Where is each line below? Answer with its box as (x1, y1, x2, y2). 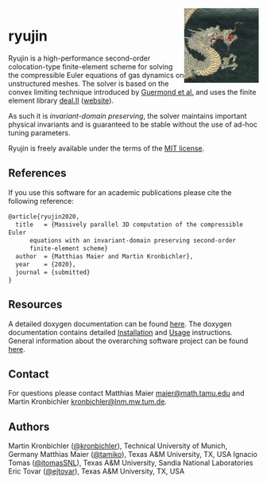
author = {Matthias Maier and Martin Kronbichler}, (15, 252, 194, 260)
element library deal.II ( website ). (8, 96, 114, 105)
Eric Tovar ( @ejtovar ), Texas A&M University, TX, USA (8, 466, 185, 476)
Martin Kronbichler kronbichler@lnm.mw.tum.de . (8, 397, 167, 407)
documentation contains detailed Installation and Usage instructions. (8, 327, 233, 337)
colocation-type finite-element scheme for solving (8, 61, 173, 71)
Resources (8, 298, 63, 311)
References (8, 166, 67, 180)
